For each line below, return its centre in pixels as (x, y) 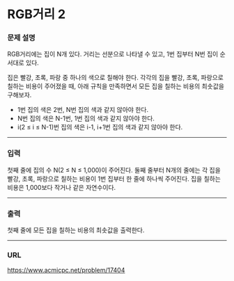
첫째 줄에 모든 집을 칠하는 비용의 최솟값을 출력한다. (76, 230)
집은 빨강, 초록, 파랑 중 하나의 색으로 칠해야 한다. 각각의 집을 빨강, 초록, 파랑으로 (116, 78)
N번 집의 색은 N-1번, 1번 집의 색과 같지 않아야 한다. (86, 118)
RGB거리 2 (37, 14)
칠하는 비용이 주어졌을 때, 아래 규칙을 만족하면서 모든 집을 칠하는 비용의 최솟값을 (116, 86)
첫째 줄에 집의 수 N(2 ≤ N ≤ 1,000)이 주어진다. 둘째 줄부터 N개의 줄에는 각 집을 (114, 170)
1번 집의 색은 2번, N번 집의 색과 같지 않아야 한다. (83, 110)
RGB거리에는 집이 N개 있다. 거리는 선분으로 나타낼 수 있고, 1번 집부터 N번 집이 (113, 54)
